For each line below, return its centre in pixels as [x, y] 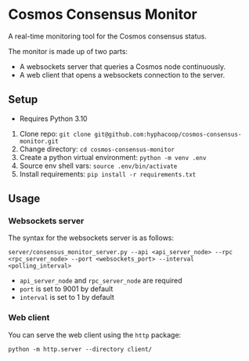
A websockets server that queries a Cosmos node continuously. [123, 66]
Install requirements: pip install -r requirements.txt [108, 173]
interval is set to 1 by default [67, 297]
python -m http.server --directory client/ [80, 349]
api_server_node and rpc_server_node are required [101, 281]
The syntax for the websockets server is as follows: [91, 238]
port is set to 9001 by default [66, 289]
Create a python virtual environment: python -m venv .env [113, 157]
